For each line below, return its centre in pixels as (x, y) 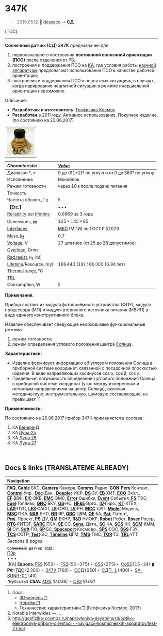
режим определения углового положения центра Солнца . (72, 344)
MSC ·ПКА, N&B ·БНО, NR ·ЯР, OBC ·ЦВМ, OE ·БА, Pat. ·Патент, (68, 514)
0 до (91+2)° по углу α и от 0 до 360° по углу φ (106, 173)
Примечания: (19, 295)
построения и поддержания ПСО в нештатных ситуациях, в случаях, (83, 80)
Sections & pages (25, 541)
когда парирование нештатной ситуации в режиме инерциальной (81, 86)
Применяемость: (24, 408)
